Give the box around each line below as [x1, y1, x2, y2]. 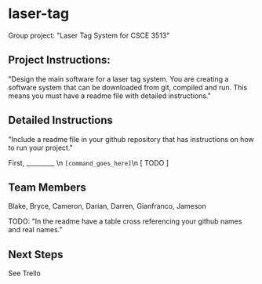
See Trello [8, 268, 41, 279]
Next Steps [8, 248, 64, 261]
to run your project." [8, 143, 73, 152]
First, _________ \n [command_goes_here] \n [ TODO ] [8, 158, 169, 167]
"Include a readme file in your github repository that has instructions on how [8, 134, 254, 144]
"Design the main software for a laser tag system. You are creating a [8, 74, 229, 83]
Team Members [8, 180, 86, 194]
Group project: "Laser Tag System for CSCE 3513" [8, 31, 170, 40]
